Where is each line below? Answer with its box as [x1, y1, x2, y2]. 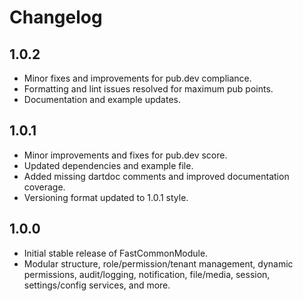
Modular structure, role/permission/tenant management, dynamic [23, 257, 294, 270]
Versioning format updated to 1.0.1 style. [23, 191, 189, 203]
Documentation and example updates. [23, 94, 181, 105]
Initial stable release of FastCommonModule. [23, 247, 209, 259]
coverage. [23, 181, 66, 193]
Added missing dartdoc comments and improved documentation [23, 170, 290, 182]
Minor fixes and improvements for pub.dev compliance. [23, 72, 252, 84]
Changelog [9, 6, 103, 29]
